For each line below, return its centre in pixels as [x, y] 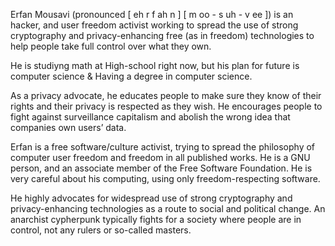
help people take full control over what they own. [111, 46]
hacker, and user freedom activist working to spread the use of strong [154, 25]
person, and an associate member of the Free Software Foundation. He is [161, 168]
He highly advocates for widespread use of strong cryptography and [151, 198]
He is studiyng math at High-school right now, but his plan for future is [155, 65]
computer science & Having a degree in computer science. [131, 76]
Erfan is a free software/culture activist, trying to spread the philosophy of [163, 147]
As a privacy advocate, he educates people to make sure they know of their [166, 95]
